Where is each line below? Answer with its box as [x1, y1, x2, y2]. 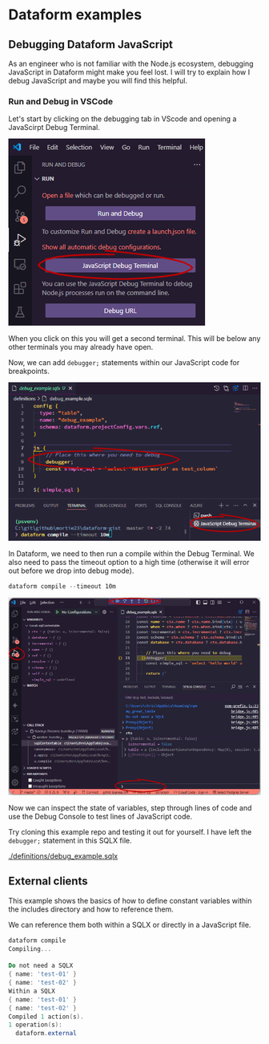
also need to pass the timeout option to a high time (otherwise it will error [8, 558, 250, 567]
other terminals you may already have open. [8, 343, 154, 352]
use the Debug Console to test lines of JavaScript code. [8, 811, 193, 821]
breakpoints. [8, 367, 50, 376]
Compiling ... [8, 944, 52, 953]
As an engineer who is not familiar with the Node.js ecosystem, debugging [8, 59, 254, 68]
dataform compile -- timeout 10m [8, 583, 116, 591]
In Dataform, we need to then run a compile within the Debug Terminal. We [8, 549, 255, 559]
